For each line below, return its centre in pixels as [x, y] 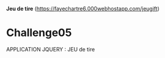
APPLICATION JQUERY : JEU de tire [50, 49]
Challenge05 [39, 33]
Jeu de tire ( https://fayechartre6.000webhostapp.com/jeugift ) [83, 9]
